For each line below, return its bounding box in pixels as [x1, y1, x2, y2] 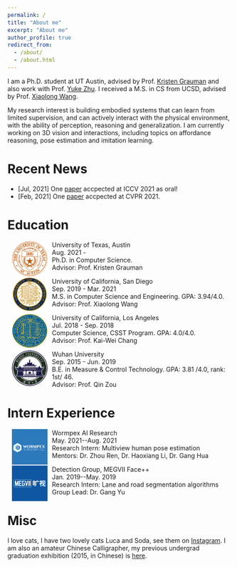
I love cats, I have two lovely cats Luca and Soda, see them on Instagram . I [7, 536, 226, 544]
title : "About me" [7, 18, 62, 26]
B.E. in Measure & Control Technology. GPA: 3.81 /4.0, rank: [52, 365, 226, 373]
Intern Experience [7, 405, 115, 421]
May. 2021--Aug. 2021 [52, 436, 117, 445]
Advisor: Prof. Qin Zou [52, 380, 117, 388]
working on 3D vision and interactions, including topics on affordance [7, 128, 211, 137]
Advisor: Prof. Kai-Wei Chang [52, 336, 137, 344]
